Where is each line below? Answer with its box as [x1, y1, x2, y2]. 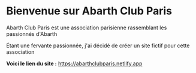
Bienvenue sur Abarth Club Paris [6, 4, 173, 18]
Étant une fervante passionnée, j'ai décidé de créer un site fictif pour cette [6, 42, 190, 49]
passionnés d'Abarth [6, 30, 58, 37]
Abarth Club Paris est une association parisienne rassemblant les [6, 24, 167, 31]
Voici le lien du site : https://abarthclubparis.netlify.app [6, 60, 143, 67]
